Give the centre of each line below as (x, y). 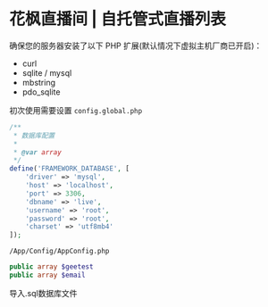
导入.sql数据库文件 (43, 293)
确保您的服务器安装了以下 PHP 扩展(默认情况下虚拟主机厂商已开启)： (136, 46)
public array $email (48, 275)
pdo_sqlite (41, 92)
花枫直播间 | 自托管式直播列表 (117, 19)
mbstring (39, 82)
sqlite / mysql (47, 72)
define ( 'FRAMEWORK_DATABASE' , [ (69, 169)
